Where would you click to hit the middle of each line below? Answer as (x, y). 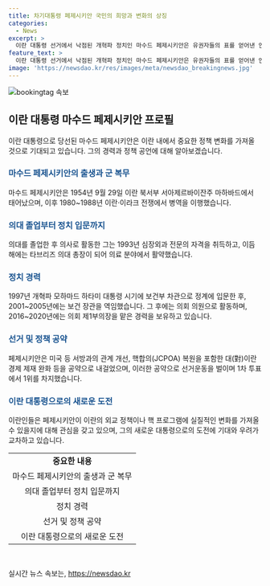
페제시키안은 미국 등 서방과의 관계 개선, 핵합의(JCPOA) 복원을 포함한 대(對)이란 (133, 358)
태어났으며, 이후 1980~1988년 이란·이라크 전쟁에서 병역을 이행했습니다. (120, 203)
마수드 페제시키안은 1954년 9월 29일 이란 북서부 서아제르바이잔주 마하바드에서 (131, 192)
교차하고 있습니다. (37, 441)
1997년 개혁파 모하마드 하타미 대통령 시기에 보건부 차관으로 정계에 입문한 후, (127, 296)
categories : (28, 23)
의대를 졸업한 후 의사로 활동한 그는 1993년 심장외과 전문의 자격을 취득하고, (125, 244)
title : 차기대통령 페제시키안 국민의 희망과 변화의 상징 (88, 16)
